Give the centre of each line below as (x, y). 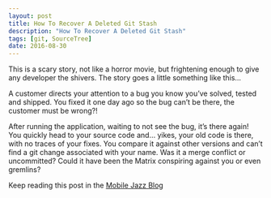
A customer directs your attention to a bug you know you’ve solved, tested (133, 93)
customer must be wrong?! (53, 111)
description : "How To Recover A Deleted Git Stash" (97, 31)
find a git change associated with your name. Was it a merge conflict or (127, 153)
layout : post (30, 16)
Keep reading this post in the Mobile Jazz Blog (86, 185)
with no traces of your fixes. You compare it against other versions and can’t (135, 144)
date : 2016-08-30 (38, 46)
